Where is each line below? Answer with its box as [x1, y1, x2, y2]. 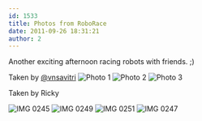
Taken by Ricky [8, 89, 59, 98]
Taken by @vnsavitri [8, 72, 77, 82]
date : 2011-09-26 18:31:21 [8, 27, 100, 35]
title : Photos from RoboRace [8, 19, 107, 28]
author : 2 [8, 34, 42, 43]
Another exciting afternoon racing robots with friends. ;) [8, 57, 195, 67]
